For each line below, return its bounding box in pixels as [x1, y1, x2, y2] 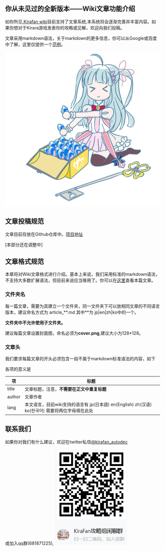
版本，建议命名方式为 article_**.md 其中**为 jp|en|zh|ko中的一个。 [5, 309, 139, 315]
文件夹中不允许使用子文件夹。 [5, 319, 65, 325]
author [7, 394, 21, 400]
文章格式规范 [5, 258, 44, 266]
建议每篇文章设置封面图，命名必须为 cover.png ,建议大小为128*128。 [5, 330, 143, 336]
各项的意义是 [5, 366, 31, 372]
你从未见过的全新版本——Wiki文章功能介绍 [5, 4, 136, 13]
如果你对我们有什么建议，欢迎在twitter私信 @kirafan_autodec [5, 439, 128, 445]
